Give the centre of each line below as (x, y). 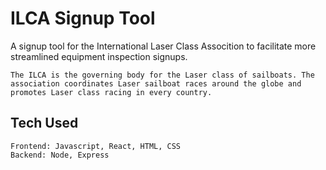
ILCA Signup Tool (83, 18)
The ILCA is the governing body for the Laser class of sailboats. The (162, 75)
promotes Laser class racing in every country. (111, 92)
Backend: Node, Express (60, 155)
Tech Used (44, 123)
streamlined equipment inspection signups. (99, 56)
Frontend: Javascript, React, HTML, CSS (96, 146)
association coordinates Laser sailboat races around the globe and (156, 83)
